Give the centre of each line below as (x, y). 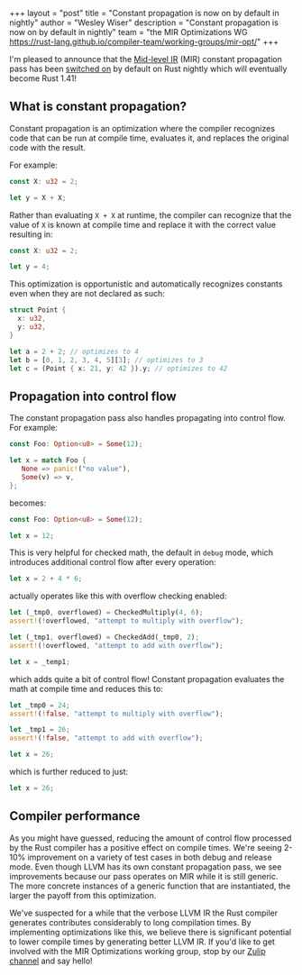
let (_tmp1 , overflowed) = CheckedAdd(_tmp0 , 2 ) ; (105, 637)
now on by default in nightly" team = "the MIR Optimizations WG (128, 32)
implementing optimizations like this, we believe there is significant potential (150, 932)
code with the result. (47, 147)
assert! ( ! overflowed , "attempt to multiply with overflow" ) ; (127, 621)
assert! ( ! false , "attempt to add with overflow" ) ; (106, 738)
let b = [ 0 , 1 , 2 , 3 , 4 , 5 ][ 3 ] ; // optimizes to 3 (106, 360)
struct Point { (38, 310)
